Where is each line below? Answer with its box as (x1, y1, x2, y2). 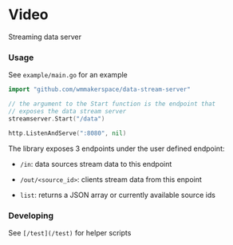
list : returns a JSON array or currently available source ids (19, 190, 215, 200)
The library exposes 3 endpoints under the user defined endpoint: (8, 144, 225, 153)
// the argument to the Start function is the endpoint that (8, 100, 216, 109)
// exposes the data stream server (8, 107, 127, 115)
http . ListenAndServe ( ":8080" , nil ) (8, 129, 127, 137)
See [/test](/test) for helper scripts (8, 227, 132, 237)
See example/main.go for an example (8, 70, 128, 80)
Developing (8, 210, 54, 221)
